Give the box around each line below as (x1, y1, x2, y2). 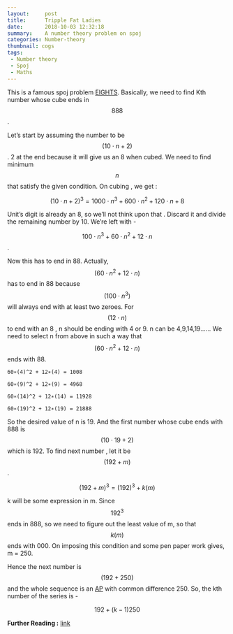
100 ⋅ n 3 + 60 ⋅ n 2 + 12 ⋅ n (82, 231, 153, 240)
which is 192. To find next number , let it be (7, 447, 131, 455)
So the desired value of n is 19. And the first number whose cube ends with (7, 417, 223, 426)
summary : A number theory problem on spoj (7, 29, 142, 37)
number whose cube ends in (7, 95, 89, 103)
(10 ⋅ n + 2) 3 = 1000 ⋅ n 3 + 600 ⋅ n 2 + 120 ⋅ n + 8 (50, 195, 185, 205)
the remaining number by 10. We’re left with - (7, 217, 137, 226)
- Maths (10, 69, 33, 75)
